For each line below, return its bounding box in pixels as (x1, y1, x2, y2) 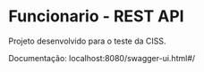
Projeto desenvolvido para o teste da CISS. (8, 36, 166, 46)
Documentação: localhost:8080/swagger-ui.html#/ (8, 52, 196, 63)
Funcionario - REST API (8, 6, 184, 27)
